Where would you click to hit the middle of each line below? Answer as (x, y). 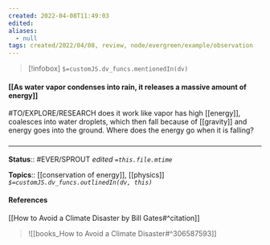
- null (27, 38)
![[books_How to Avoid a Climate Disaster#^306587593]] (122, 233)
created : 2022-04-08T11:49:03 (59, 16)
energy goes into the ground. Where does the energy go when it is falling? (131, 130)
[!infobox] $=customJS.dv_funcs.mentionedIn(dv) (108, 68)
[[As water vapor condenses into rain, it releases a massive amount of (127, 87)
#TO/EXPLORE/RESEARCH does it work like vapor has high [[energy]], (125, 113)
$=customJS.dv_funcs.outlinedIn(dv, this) (80, 182)
